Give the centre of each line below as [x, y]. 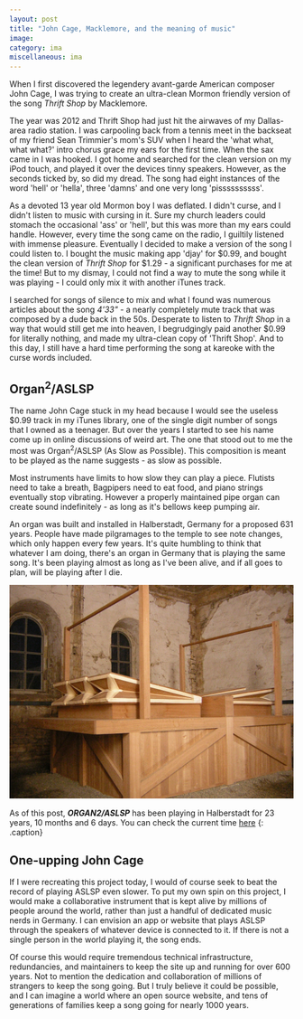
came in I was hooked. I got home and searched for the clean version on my [150, 159]
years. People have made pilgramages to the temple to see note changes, [146, 533]
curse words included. [51, 358]
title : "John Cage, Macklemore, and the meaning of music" [123, 28]
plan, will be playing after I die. [66, 572]
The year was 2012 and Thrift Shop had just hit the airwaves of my [133, 121]
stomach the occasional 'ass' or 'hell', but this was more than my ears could [150, 225]
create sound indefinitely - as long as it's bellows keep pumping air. [135, 506]
